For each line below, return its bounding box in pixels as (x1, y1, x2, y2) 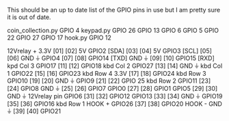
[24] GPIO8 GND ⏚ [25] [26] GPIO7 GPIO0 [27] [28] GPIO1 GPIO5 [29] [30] (7, 85, 218, 92)
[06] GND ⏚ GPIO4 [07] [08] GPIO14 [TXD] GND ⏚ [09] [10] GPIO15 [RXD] (7, 54, 215, 62)
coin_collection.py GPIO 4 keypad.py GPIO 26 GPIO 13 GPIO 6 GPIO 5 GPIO (7, 27, 219, 34)
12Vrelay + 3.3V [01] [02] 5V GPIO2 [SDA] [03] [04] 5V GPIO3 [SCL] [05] (7, 47, 212, 55)
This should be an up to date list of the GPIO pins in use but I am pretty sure (7, 6, 221, 14)
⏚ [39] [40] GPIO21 (7, 107, 62, 115)
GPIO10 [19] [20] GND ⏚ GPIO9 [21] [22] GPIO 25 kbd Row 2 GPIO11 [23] (7, 77, 211, 85)
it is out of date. (7, 13, 51, 21)
